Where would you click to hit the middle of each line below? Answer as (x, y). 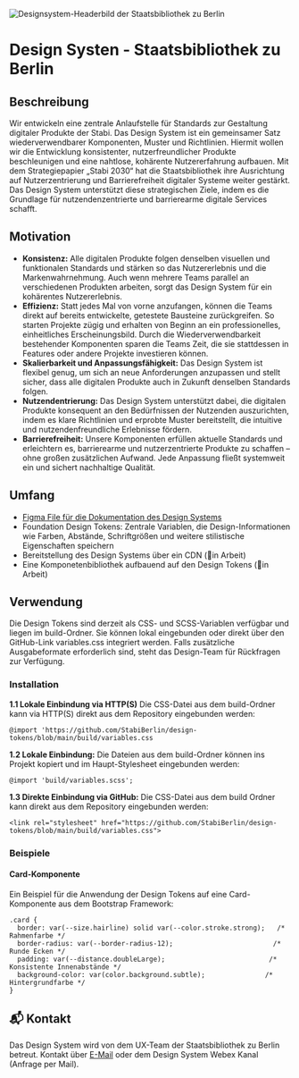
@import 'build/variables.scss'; (71, 780)
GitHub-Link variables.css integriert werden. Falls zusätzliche (122, 643)
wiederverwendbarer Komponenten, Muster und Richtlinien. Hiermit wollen (146, 142)
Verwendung (46, 602)
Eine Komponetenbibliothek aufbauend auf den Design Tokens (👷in (145, 564)
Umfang (32, 496)
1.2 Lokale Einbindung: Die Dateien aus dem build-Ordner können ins (137, 754)
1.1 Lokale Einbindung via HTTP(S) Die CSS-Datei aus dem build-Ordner (142, 704)
